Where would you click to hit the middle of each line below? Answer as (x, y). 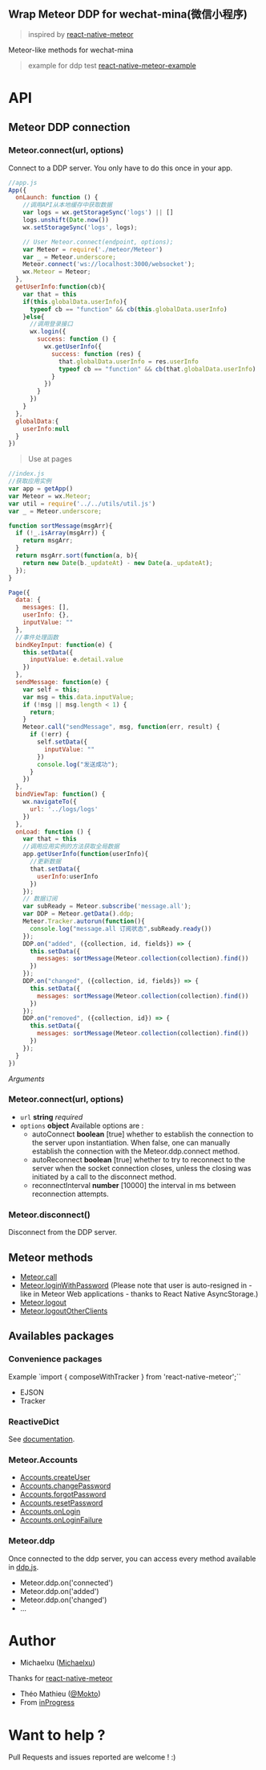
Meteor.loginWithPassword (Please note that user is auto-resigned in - (136, 1285)
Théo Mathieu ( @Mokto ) (60, 1694)
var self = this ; (52, 690)
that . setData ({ (55, 869)
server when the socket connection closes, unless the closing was (141, 1168)
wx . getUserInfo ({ (73, 347)
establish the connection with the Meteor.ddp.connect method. (136, 1151)
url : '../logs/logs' (64, 809)
